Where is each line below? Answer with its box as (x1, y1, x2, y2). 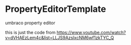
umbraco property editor (5, 20, 55, 26)
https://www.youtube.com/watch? (56, 29, 126, 35)
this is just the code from (5, 29, 56, 35)
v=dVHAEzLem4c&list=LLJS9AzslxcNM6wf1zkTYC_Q (5, 35, 114, 41)
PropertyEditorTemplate (5, 3, 106, 15)
